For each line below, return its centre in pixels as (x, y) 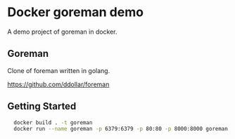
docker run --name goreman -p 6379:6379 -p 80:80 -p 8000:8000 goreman (121, 129)
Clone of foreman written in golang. (59, 70)
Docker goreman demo (76, 12)
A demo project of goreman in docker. (62, 32)
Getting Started (42, 106)
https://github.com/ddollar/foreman (58, 84)
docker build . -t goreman (53, 123)
